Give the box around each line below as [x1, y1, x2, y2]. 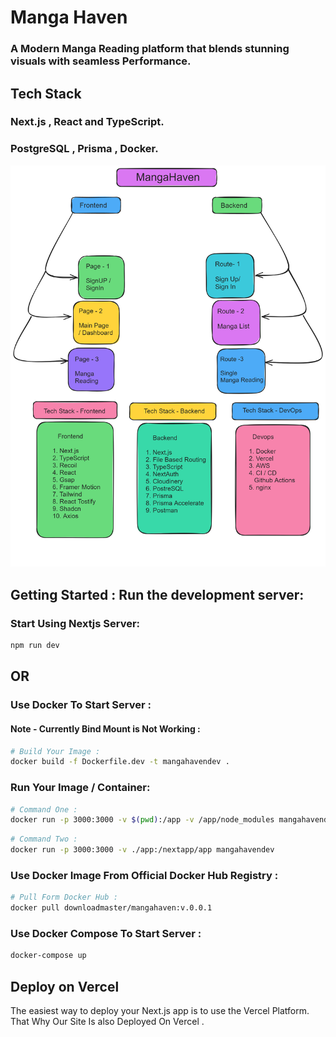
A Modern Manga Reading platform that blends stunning [10, 42, 290, 56]
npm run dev [10, 641, 60, 651]
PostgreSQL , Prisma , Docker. [10, 142, 159, 156]
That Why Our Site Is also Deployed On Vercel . [10, 1016, 205, 1028]
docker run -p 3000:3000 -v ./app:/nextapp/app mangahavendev [10, 845, 275, 855]
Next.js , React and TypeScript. [10, 115, 165, 129]
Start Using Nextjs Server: [10, 616, 141, 630]
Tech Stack [10, 85, 82, 102]
